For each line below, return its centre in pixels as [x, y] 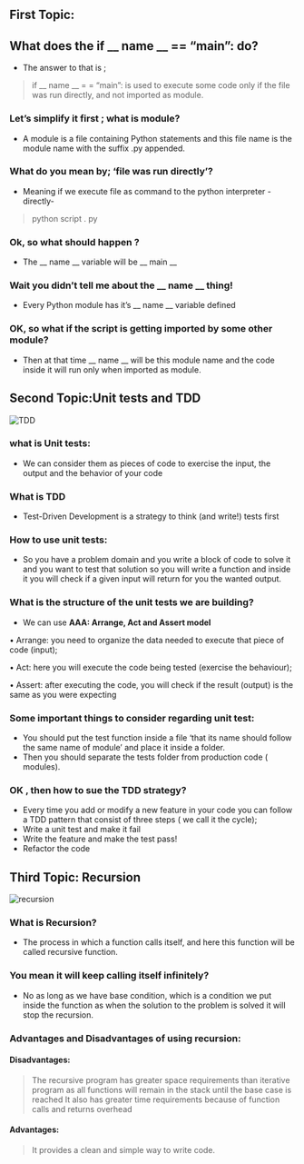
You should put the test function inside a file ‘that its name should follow [157, 737]
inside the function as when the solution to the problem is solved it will [154, 1005]
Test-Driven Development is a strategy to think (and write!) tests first [151, 516]
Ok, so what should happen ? [74, 242]
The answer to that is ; [64, 68]
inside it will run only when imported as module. [112, 369]
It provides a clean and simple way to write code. [123, 1150]
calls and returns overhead [82, 1109]
